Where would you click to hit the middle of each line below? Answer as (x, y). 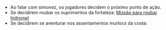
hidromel (19, 18)
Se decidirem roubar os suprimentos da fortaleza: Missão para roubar (84, 12)
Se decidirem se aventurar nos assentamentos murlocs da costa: (79, 23)
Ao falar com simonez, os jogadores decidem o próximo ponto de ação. (86, 7)
